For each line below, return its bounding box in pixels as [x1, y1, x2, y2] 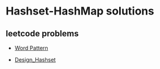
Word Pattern [14, 44, 48, 51]
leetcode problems [5, 28, 79, 39]
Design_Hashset [14, 56, 56, 63]
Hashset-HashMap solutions [5, 4, 155, 18]
